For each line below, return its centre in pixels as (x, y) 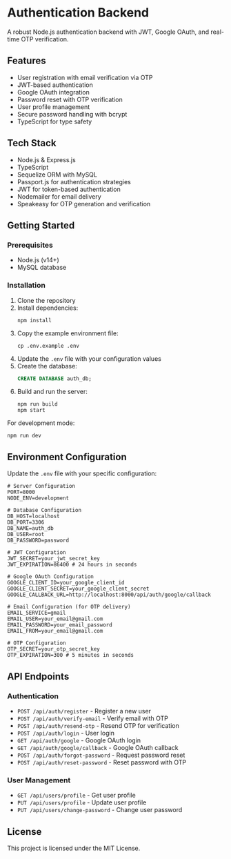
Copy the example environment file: (68, 333)
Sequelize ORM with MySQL (57, 175)
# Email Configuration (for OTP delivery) (69, 607)
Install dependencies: (48, 308)
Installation (27, 286)
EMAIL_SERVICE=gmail (37, 613)
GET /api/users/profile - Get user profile (76, 796)
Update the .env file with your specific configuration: (82, 473)
